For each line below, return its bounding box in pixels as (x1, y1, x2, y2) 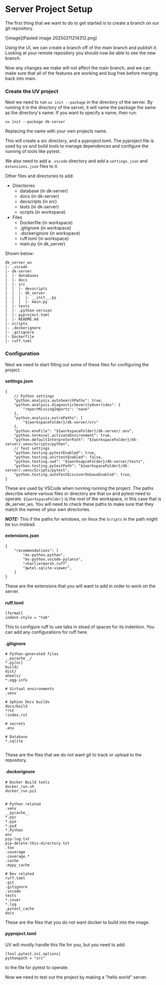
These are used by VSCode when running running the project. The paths (5, 485, 154, 491)
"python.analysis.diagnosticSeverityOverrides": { (14, 402, 121, 407)
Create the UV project (5, 88, 58, 95)
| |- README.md (5, 317, 39, 322)
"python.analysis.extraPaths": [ (14, 415, 83, 421)
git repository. (5, 25, 34, 31)
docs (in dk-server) (19, 193, 59, 199)
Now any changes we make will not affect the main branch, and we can (5, 65, 151, 71)
